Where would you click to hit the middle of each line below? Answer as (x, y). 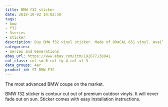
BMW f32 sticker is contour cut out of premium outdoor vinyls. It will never (82, 94)
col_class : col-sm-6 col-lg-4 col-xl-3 (47, 61)
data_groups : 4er (23, 65)
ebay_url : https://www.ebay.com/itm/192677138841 (58, 56)
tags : (11, 19)
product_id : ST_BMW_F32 (30, 70)
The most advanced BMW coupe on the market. (54, 84)
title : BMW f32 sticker (30, 10)
